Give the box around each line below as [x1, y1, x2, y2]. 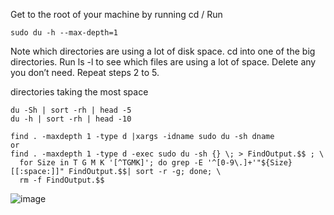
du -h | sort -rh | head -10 [10, 114, 132, 124]
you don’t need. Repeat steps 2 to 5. [10, 67, 160, 78]
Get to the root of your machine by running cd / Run [10, 9, 223, 20]
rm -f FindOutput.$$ [19, 175, 105, 185]
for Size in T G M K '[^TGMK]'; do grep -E [19, 158, 203, 168]
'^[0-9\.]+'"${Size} [206, 158, 293, 168]
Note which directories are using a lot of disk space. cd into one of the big [10, 45, 316, 57]
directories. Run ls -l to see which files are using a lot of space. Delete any [10, 56, 317, 68]
